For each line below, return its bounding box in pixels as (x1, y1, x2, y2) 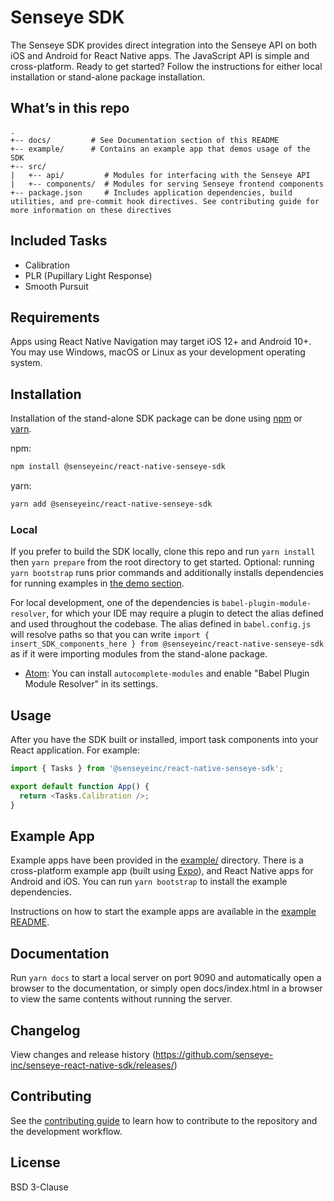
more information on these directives (10, 205, 172, 215)
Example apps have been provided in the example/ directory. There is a (10, 854, 304, 866)
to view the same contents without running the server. (10, 993, 233, 1005)
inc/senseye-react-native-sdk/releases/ (10, 1059, 175, 1071)
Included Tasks (10, 232, 108, 250)
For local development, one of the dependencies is (10, 597, 220, 609)
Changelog (10, 1022, 81, 1039)
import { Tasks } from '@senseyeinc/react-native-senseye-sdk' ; (10, 764, 284, 774)
